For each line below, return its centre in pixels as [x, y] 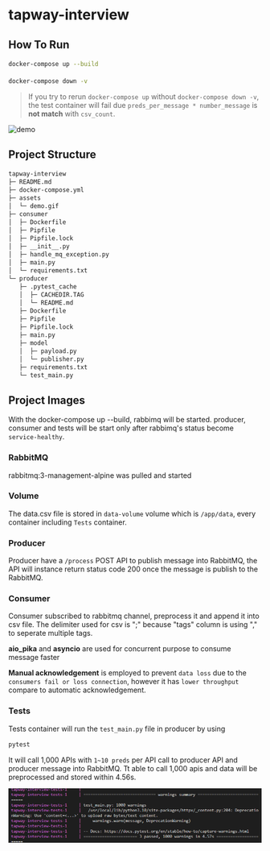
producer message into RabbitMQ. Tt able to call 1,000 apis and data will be [133, 768]
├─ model [33, 343]
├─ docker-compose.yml [46, 190]
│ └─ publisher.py [51, 359]
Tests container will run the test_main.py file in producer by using [117, 729]
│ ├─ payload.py [48, 351]
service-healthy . [37, 437]
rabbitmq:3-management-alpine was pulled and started [100, 475]
